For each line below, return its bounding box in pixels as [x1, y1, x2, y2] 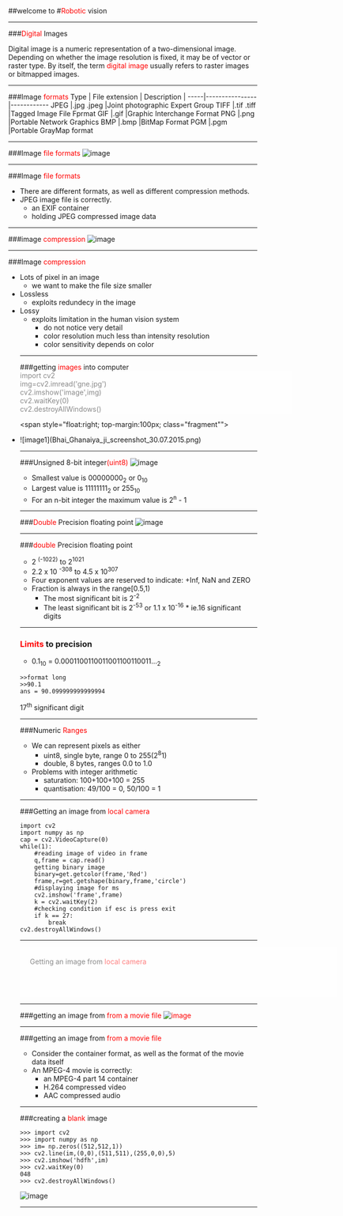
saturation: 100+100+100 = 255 [43, 776, 145, 785]
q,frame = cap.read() [34, 856, 105, 865]
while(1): [19, 843, 53, 851]
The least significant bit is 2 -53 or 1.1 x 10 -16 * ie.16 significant [43, 602, 242, 612]
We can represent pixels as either [31, 741, 141, 750]
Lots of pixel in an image [19, 273, 100, 281]
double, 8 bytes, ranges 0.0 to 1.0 [43, 759, 153, 768]
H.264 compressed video [43, 1082, 126, 1092]
